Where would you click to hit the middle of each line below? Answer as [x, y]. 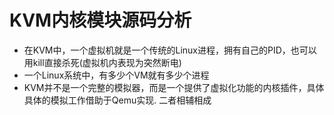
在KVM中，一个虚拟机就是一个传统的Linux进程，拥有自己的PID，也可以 [170, 50]
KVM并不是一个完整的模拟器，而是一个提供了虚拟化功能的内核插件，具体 [174, 87]
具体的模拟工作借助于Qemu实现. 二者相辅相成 [117, 100]
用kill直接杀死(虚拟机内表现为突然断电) [102, 62]
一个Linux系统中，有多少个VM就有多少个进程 [116, 75]
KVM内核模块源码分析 [100, 20]
